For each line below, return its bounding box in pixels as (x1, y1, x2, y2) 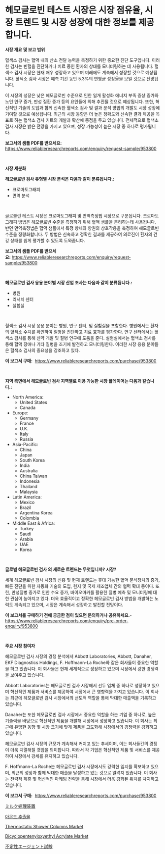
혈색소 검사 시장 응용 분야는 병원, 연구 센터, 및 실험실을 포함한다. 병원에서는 (5, 322, 149, 328)
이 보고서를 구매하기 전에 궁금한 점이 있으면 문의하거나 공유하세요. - (5, 612, 132, 618)
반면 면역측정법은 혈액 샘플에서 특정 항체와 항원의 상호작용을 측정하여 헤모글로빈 (5, 225, 159, 231)
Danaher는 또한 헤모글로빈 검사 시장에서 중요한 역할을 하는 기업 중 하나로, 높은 (5, 711, 156, 717)
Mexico (19, 499, 35, 505)
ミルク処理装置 (5, 803, 35, 809)
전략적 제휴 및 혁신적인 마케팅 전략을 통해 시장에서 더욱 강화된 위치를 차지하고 (10, 776, 159, 782)
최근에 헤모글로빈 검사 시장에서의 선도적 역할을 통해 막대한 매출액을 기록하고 (10, 695, 157, 701)
